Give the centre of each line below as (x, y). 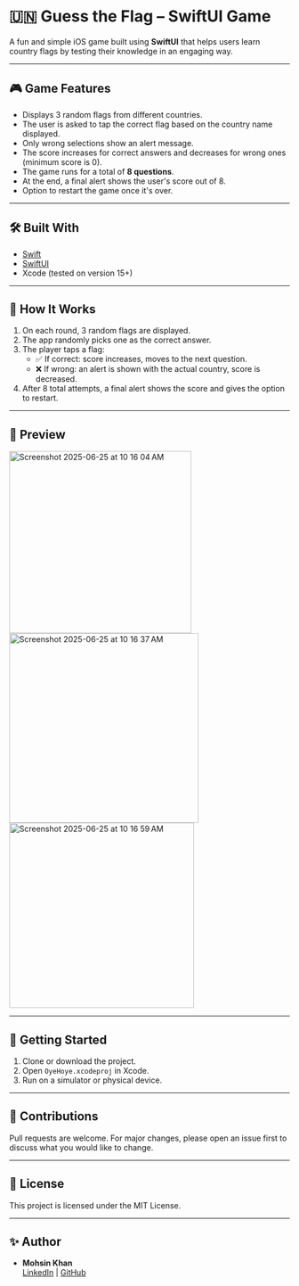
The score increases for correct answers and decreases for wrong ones (154, 153)
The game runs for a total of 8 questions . (98, 171)
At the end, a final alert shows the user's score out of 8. (124, 181)
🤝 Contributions (54, 1117)
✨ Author (36, 1242)
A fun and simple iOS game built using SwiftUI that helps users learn (135, 41)
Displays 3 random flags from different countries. (112, 114)
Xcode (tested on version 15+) (77, 273)
